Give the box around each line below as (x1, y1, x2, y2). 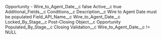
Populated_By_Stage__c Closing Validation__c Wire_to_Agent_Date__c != (5, 24, 151, 30)
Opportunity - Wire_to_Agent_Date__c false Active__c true (5, 4, 122, 9)
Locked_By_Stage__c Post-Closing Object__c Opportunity (5, 19, 121, 25)
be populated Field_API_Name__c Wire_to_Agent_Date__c (5, 14, 121, 20)
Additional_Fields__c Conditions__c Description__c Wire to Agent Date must (5, 9, 157, 14)
